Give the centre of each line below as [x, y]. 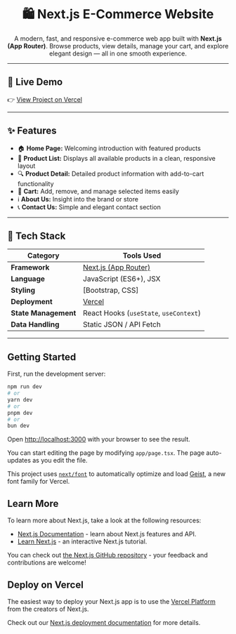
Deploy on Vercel [46, 585]
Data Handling [35, 324]
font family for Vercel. [39, 482]
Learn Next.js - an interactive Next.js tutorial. [82, 541]
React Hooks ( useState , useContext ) [142, 313]
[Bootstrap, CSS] [111, 291]
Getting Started [42, 357]
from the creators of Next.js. [48, 609]
